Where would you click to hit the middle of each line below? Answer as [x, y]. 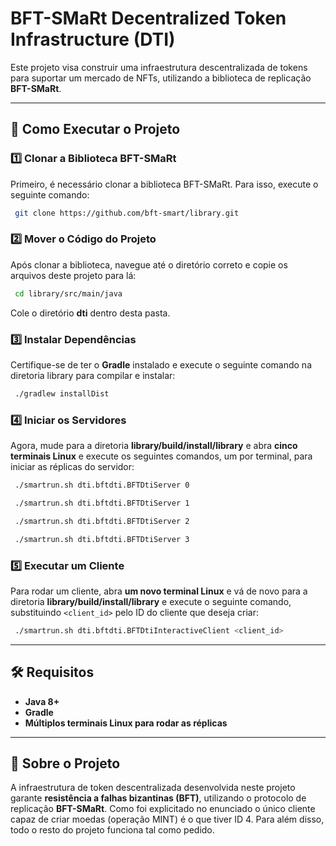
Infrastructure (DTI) [93, 39]
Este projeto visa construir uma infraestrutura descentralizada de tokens [159, 67]
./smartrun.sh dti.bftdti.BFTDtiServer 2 [102, 521]
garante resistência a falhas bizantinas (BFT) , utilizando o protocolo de [158, 798]
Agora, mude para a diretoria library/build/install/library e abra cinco [154, 446]
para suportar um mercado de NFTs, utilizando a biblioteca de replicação [161, 78]
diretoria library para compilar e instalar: [93, 375]
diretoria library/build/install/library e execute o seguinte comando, [151, 601]
